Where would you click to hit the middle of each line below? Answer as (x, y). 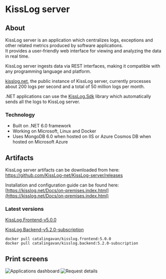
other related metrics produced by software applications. (64, 45)
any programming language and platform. (48, 71)
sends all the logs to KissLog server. (43, 102)
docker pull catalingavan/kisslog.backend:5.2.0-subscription (72, 244)
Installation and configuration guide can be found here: (62, 185)
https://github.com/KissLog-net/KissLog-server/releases (64, 175)
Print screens (27, 259)
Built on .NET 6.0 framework (42, 126)
